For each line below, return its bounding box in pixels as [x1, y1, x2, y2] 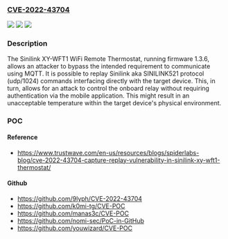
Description [7, 39, 48, 48]
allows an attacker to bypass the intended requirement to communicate [7, 62, 211, 70]
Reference [7, 133, 38, 141]
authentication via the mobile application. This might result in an [7, 91, 190, 100]
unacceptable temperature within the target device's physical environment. [7, 98, 222, 107]
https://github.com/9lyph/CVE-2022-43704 [17, 194, 143, 202]
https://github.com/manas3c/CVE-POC [17, 209, 130, 218]
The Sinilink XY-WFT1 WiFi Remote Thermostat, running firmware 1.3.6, [7, 54, 210, 63]
